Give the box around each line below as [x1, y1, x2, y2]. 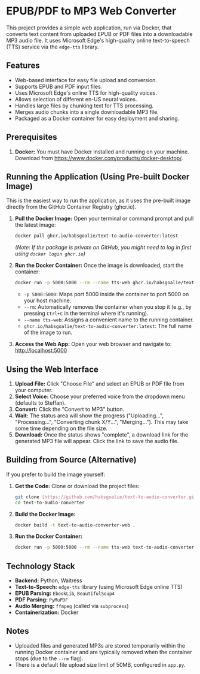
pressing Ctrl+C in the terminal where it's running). [23, 310, 149, 317]
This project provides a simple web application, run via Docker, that [6, 24, 172, 31]
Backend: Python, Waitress [14, 577, 82, 584]
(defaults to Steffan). [14, 399, 66, 406]
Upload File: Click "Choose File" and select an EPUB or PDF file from [14, 380, 184, 387]
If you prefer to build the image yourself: [6, 471, 106, 478]
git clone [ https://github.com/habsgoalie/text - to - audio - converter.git [14, 494, 197, 500]
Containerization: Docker [14, 609, 79, 616]
